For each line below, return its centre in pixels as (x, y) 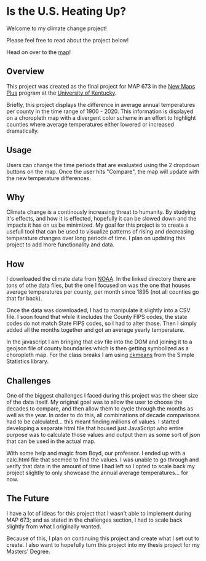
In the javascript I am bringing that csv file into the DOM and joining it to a (99, 342)
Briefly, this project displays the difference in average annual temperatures (101, 104)
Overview (26, 72)
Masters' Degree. (28, 551)
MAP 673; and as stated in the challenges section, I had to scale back (94, 520)
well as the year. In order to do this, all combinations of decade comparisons (103, 415)
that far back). (24, 299)
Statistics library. (28, 361)
